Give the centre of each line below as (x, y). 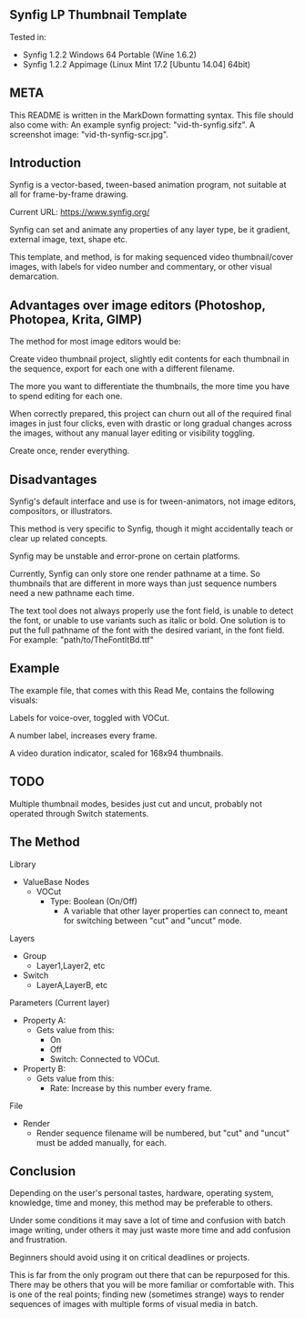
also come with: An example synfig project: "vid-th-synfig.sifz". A (132, 124)
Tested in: (28, 36)
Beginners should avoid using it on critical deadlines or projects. (130, 1258)
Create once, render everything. (70, 451)
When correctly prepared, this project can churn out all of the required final (151, 414)
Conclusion (43, 1171)
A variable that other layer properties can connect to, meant (176, 911)
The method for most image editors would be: (95, 342)
